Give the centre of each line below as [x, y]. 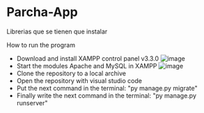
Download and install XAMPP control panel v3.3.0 [88, 58]
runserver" [32, 103]
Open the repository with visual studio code [79, 80]
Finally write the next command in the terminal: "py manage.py [106, 96]
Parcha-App [42, 12]
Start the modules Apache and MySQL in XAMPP [87, 66]
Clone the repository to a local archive [71, 73]
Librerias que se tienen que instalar [57, 31]
